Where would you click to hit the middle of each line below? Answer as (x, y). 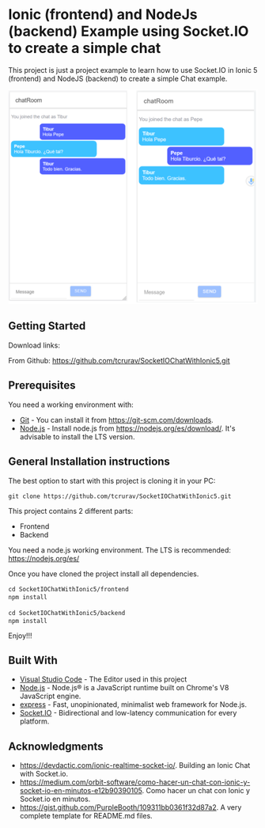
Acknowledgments (56, 746)
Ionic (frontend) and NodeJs (103, 15)
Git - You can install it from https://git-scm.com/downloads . (116, 420)
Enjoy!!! (21, 636)
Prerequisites (42, 386)
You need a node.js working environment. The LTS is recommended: (120, 550)
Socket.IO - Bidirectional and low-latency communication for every (128, 713)
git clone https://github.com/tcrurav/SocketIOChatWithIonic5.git (120, 496)
